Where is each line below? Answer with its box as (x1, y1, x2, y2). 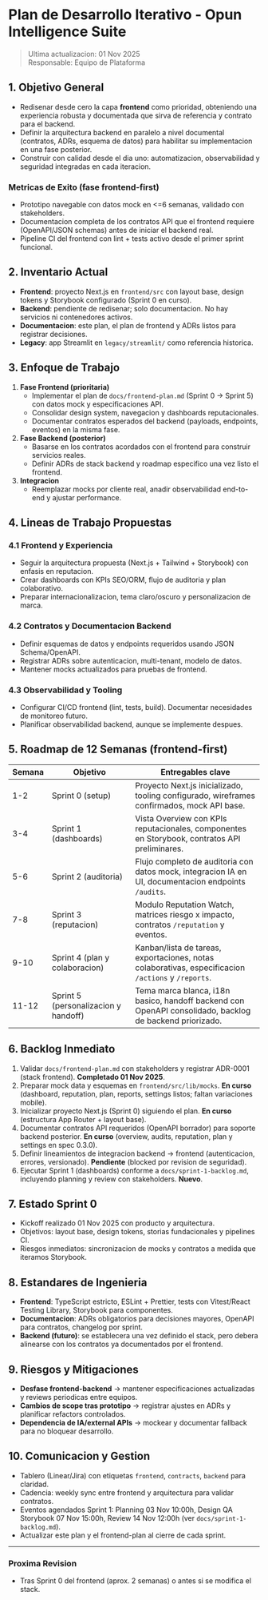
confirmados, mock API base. (135, 800, 246, 811)
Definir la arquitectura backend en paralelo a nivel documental (19, 127, 225, 137)
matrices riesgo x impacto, (135, 908, 235, 920)
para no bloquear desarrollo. (19, 1426, 114, 1436)
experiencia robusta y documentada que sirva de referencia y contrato (19, 110, 253, 120)
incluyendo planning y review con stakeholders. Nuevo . (19, 1174, 203, 1184)
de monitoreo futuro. (19, 711, 88, 720)
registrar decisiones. (19, 329, 88, 339)
